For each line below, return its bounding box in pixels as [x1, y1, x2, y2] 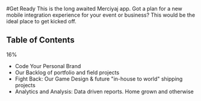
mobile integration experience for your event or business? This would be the [6, 11, 196, 19]
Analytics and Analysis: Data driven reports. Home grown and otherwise [14, 88, 194, 95]
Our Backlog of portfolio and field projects [14, 69, 120, 76]
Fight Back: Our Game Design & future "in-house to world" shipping [14, 75, 183, 82]
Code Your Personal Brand [14, 62, 81, 69]
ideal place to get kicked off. [6, 18, 76, 25]
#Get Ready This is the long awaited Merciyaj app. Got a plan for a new [6, 5, 182, 12]
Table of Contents [6, 35, 75, 45]
